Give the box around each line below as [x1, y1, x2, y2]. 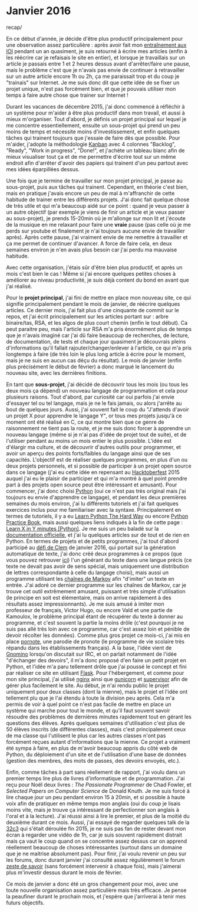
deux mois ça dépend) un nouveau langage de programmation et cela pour [6, 387, 189, 394]
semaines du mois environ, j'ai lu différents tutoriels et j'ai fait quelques [6, 500, 179, 507]
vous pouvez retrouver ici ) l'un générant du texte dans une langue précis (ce [6, 556, 192, 563]
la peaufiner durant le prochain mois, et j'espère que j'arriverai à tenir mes [6, 893, 186, 900]
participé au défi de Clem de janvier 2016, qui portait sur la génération [6, 544, 176, 551]
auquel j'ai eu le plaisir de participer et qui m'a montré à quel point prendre [6, 475, 187, 482]
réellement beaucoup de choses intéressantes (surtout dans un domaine [6, 844, 183, 851]
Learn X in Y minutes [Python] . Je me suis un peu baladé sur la [6, 525, 159, 532]
